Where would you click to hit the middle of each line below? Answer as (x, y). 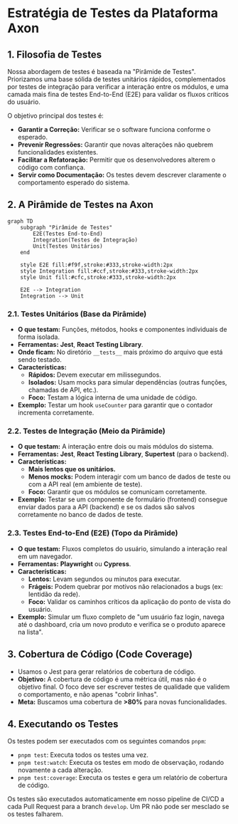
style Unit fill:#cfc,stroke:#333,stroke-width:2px (98, 277)
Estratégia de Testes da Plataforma (113, 13)
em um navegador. (45, 556)
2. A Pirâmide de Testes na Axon (81, 205)
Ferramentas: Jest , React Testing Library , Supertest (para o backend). (123, 454)
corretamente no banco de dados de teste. (80, 515)
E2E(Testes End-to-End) (68, 234)
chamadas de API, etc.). (63, 390)
